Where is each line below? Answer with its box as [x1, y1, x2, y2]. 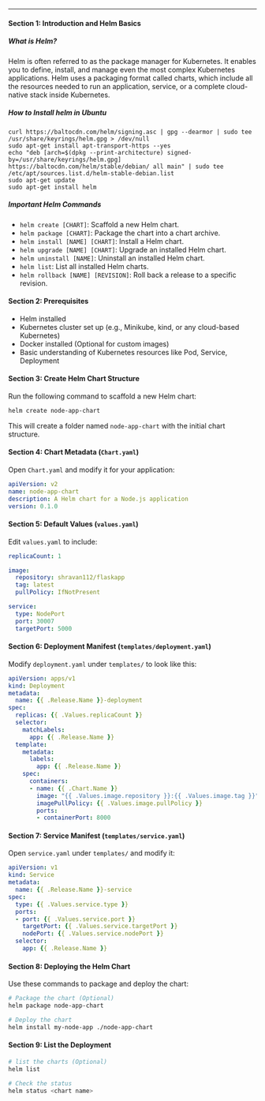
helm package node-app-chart [8, 1002, 104, 1010]
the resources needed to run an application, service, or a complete [8, 81, 225, 91]
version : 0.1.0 [8, 502, 58, 510]
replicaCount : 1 [8, 552, 62, 560]
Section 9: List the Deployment [8, 1040, 112, 1050]
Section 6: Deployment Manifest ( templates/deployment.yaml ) [8, 642, 211, 651]
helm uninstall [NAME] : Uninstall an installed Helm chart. [19, 253, 205, 263]
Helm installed [19, 313, 67, 324]
